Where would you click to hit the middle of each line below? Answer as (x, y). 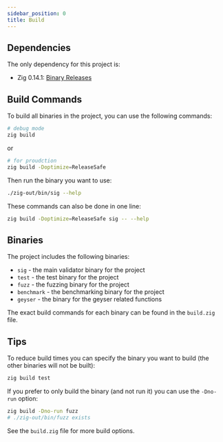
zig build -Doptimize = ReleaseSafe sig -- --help (78, 219)
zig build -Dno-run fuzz (43, 411)
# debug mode (26, 129)
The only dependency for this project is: (64, 64)
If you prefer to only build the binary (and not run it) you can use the (104, 391)
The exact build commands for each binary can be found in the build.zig (111, 313)
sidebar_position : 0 (37, 13)
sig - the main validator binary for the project (81, 270)
